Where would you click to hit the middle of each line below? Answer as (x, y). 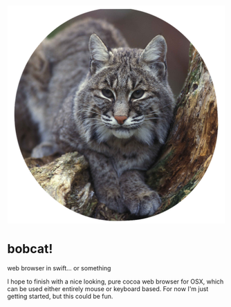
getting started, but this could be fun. (60, 296)
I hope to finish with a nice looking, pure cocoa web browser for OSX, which (115, 281)
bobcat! (30, 249)
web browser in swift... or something (59, 268)
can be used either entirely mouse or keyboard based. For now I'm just (108, 288)
